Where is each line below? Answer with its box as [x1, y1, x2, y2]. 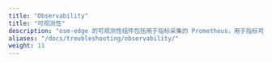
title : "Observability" [8, 11, 89, 20]
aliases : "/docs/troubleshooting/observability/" [8, 34, 180, 43]
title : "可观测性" [8, 19, 66, 27]
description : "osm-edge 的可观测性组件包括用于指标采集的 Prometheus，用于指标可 [8, 27, 265, 35]
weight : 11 [8, 42, 45, 50]
